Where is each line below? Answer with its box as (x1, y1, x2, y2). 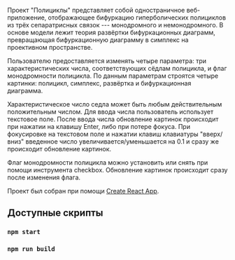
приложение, (7, 13, 47, 22)
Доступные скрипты (7, 207, 104, 219)
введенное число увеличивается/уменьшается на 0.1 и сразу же (25, 137, 219, 146)
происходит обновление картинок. (7, 145, 112, 153)
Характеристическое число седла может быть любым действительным (7, 100, 222, 108)
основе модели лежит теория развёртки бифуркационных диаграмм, (7, 28, 215, 36)
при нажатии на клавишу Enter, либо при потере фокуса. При (7, 123, 191, 130)
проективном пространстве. (7, 43, 93, 51)
